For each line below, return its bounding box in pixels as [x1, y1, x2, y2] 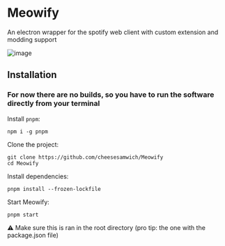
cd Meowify [7, 160, 39, 167]
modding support [7, 35, 57, 43]
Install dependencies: [7, 172, 69, 180]
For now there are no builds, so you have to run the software [7, 90, 215, 100]
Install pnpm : [7, 114, 40, 123]
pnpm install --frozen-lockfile [7, 185, 101, 192]
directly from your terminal [7, 99, 100, 109]
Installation [7, 69, 57, 81]
